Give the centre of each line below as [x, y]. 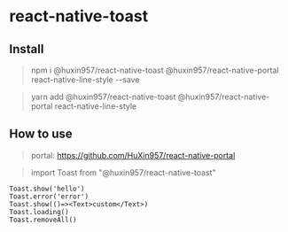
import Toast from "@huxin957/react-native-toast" [123, 172]
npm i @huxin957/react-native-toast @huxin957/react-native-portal [155, 70]
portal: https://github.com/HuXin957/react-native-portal [133, 155]
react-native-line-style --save [85, 80]
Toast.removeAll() [43, 220]
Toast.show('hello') [47, 189]
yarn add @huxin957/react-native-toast [103, 97]
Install [27, 49]
